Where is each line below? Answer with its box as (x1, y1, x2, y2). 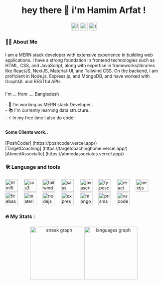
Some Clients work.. (5, 129, 48, 135)
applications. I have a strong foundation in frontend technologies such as (5, 57, 155, 63)
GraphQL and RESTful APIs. (5, 78, 62, 84)
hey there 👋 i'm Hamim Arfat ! (21, 5, 146, 16)
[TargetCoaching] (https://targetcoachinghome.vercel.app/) (5, 145, 128, 152)
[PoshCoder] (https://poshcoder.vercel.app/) (5, 140, 97, 146)
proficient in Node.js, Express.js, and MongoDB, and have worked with (5, 73, 150, 79)
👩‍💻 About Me (5, 39, 37, 46)
